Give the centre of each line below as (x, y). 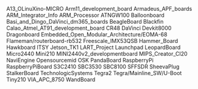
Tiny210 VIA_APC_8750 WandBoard (51, 79)
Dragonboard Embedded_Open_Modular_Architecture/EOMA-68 (87, 35)
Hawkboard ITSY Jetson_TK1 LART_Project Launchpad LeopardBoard (94, 47)
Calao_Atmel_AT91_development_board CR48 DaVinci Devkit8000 (89, 28)
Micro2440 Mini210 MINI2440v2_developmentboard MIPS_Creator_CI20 (97, 54)
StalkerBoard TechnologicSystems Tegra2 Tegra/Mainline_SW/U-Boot (94, 73)
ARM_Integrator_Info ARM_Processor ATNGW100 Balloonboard (85, 15)
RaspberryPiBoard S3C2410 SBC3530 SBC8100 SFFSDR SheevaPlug (93, 67)
